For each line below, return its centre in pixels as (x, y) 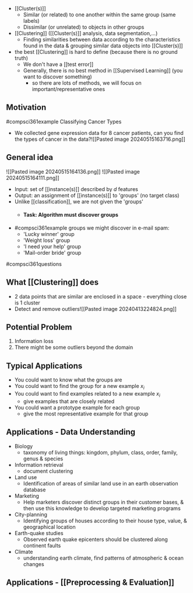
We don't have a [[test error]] (58, 64)
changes (34, 564)
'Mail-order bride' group (52, 252)
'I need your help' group (52, 246)
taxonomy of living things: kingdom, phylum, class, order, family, (100, 452)
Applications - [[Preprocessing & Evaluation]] (90, 583)
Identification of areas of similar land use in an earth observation (101, 483)
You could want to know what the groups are (68, 380)
